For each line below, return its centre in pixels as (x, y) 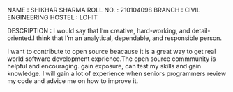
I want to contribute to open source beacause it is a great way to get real (112, 52)
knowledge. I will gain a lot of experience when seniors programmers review (117, 73)
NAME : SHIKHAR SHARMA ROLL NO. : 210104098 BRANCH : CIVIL (104, 10)
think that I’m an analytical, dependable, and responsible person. (129, 38)
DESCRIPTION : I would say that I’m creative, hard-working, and (99, 31)
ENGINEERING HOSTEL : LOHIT (52, 17)
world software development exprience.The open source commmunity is (112, 59)
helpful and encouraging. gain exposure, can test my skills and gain (104, 66)
